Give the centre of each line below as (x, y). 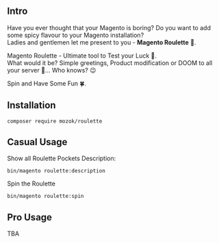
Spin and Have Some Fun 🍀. (47, 83)
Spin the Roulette (31, 183)
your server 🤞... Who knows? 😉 (52, 70)
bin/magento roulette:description (56, 171)
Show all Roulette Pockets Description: (62, 158)
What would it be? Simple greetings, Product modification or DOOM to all (110, 63)
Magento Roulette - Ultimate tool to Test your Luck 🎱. (82, 55)
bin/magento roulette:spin (46, 196)
